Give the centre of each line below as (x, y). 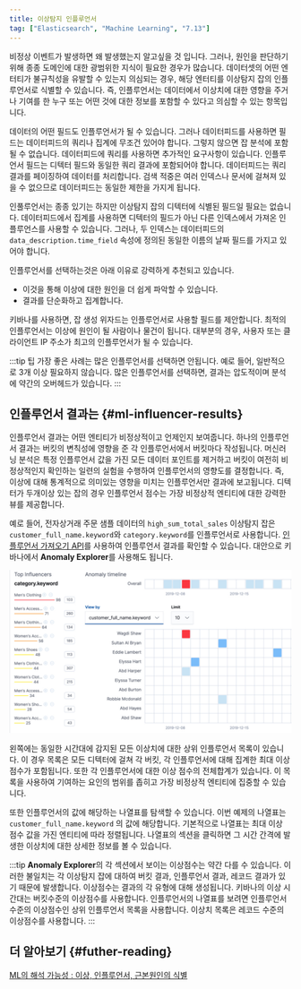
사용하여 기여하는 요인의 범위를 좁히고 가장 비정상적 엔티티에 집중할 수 (148, 782)
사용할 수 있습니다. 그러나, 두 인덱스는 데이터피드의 (136, 228)
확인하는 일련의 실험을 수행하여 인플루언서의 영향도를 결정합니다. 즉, (166, 471)
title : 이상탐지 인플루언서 (53, 19)
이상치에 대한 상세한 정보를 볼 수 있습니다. (99, 846)
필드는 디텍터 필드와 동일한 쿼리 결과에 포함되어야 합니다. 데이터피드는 (148, 165)
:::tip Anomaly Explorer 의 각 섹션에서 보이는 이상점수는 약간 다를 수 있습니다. (146, 864)
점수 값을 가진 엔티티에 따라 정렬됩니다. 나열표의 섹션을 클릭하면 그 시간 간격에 (146, 834)
